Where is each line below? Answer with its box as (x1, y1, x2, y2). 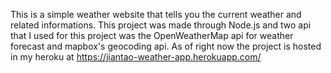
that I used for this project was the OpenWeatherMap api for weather (10, 30, 294, 41)
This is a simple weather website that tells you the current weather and (10, 9, 302, 20)
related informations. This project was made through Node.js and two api (10, 19, 312, 31)
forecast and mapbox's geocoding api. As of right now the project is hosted (10, 40, 322, 52)
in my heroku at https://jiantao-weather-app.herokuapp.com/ (10, 51, 262, 63)
